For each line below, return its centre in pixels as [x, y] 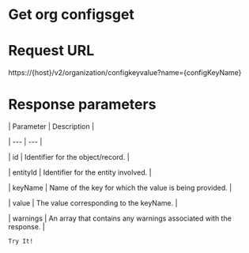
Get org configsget [71, 15]
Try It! [21, 242]
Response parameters [82, 105]
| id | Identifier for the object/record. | [69, 157]
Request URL [51, 51]
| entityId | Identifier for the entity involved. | [80, 172]
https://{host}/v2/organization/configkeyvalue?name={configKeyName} [125, 73]
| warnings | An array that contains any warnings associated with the [120, 218]
